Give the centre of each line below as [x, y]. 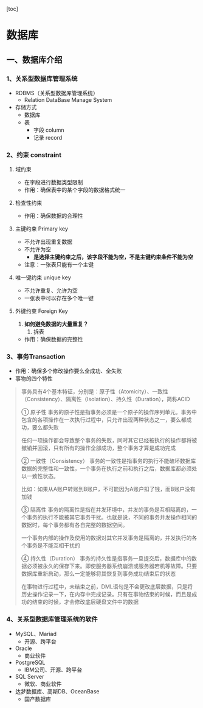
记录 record [48, 137]
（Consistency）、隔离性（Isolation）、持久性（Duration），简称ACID [105, 399]
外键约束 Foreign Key [41, 311]
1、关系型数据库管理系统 [42, 79]
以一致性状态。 [40, 476]
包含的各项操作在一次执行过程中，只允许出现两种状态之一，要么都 [104, 420]
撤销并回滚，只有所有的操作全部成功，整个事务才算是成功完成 [98, 448]
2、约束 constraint [34, 155]
